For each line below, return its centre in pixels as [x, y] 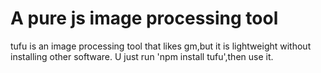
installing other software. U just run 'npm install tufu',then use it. [142, 56]
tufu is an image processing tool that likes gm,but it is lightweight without [161, 46]
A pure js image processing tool [144, 18]
